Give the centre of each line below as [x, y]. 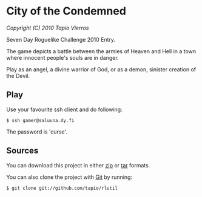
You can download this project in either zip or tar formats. [78, 165]
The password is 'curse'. [37, 132]
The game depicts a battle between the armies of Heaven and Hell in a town [101, 51]
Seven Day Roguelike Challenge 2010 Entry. [61, 39]
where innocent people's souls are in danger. [63, 57]
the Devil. [18, 76]
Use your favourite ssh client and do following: [64, 109]
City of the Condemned [66, 11]
